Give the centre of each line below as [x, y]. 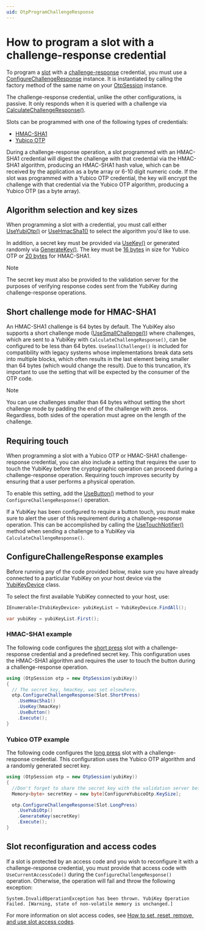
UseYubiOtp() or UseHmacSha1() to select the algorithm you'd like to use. [98, 231]
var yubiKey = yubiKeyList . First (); [53, 619]
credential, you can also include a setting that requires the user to [114, 462]
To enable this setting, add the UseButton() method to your [80, 493]
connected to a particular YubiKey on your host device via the [84, 578]
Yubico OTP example [38, 739]
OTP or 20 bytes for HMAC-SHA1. [49, 256]
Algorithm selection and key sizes [72, 210]
